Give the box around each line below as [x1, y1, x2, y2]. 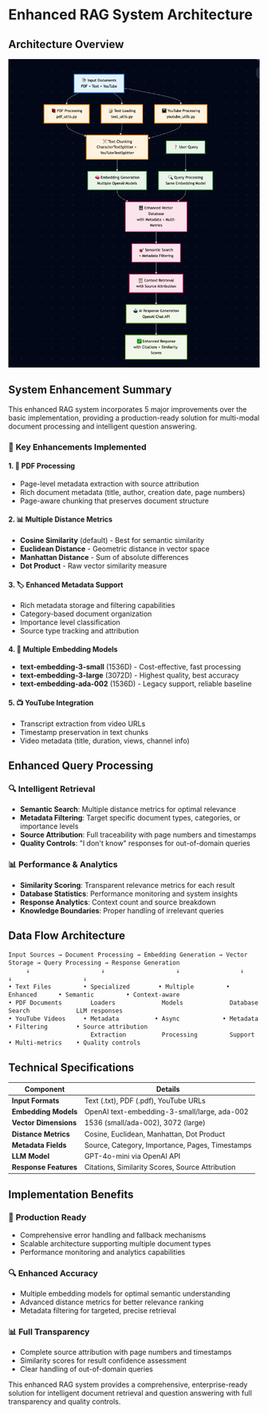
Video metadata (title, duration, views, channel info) [19, 736, 190, 745]
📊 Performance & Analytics [8, 859, 118, 870]
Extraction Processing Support [90, 1031, 255, 1039]
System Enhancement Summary [8, 383, 172, 397]
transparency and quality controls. [8, 1397, 121, 1407]
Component [24, 1084, 65, 1093]
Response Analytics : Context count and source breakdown [19, 897, 217, 907]
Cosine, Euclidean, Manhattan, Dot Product [84, 1129, 226, 1139]
